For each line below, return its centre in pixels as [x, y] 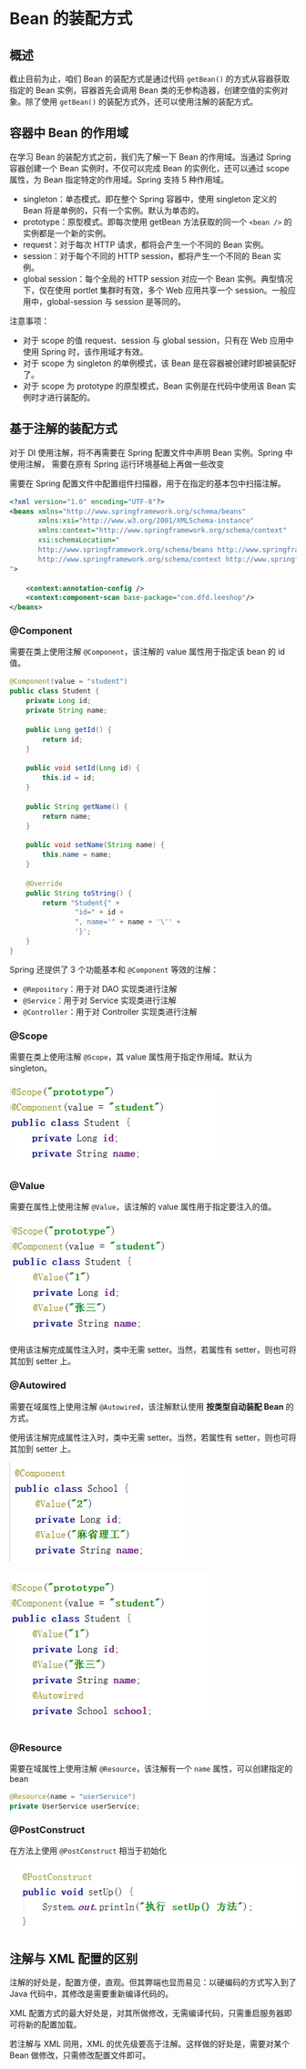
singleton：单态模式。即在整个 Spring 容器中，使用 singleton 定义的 [150, 199]
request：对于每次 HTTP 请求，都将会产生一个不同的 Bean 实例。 [145, 244]
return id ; [63, 740]
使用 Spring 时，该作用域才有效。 [85, 351]
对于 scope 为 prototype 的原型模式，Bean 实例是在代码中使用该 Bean [154, 386]
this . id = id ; [69, 778]
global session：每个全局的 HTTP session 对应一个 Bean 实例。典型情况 [158, 278]
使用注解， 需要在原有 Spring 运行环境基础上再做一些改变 [117, 464]
